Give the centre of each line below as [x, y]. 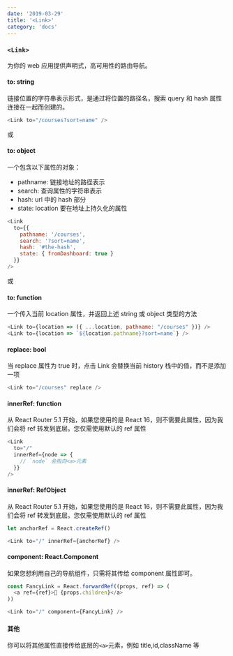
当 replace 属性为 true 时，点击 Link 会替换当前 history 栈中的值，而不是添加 [117, 366]
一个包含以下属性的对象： [44, 167]
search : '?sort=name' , [53, 241]
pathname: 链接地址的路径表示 [61, 181]
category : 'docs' [32, 27]
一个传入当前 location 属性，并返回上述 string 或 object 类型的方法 [102, 314]
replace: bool [27, 349]
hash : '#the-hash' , [48, 247]
